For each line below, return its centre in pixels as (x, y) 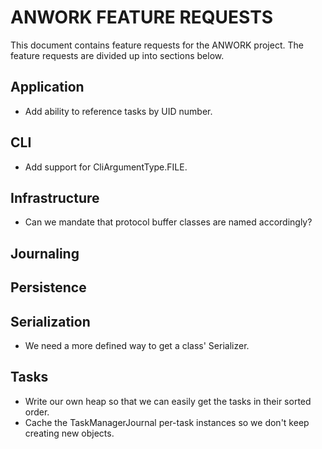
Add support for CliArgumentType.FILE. (106, 167)
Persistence (48, 287)
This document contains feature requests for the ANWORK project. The (157, 45)
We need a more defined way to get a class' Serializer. (137, 345)
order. (37, 412)
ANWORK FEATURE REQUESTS (142, 17)
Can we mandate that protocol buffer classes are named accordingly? (168, 222)
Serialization (50, 321)
